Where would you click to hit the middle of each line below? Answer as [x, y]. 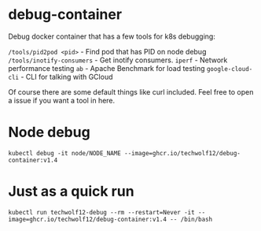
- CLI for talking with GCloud [67, 76]
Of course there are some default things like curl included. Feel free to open [131, 91]
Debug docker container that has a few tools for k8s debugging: [112, 36]
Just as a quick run [72, 192]
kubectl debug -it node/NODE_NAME [65, 153]
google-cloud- [230, 69]
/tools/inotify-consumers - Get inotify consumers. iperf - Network [118, 60]
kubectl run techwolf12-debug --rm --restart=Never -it [101, 212]
